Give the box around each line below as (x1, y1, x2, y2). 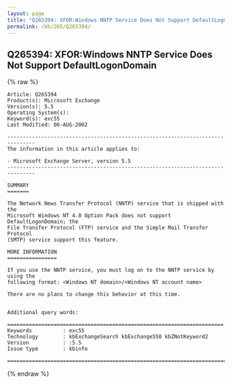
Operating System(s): (7, 109, 70, 116)
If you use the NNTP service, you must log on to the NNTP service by (7, 267, 215, 274)
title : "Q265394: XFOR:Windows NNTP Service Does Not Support (7, 17, 190, 24)
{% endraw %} (7, 369, 50, 378)
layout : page (7, 10, 45, 17)
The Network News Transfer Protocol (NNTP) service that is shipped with (7, 200, 224, 208)
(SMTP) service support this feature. (7, 237, 119, 244)
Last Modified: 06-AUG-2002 (7, 122, 88, 129)
